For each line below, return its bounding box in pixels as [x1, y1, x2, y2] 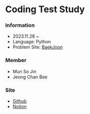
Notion [12, 103, 27, 110]
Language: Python [12, 39, 51, 45]
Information [5, 22, 35, 29]
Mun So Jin [12, 68, 36, 74]
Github [12, 98, 27, 104]
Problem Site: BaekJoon [12, 44, 63, 50]
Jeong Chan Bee [12, 74, 48, 80]
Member [5, 57, 27, 64]
